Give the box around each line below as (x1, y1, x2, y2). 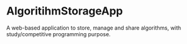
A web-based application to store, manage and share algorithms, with (6, 24, 182, 31)
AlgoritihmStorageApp (6, 4, 123, 18)
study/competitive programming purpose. (6, 30, 111, 37)
